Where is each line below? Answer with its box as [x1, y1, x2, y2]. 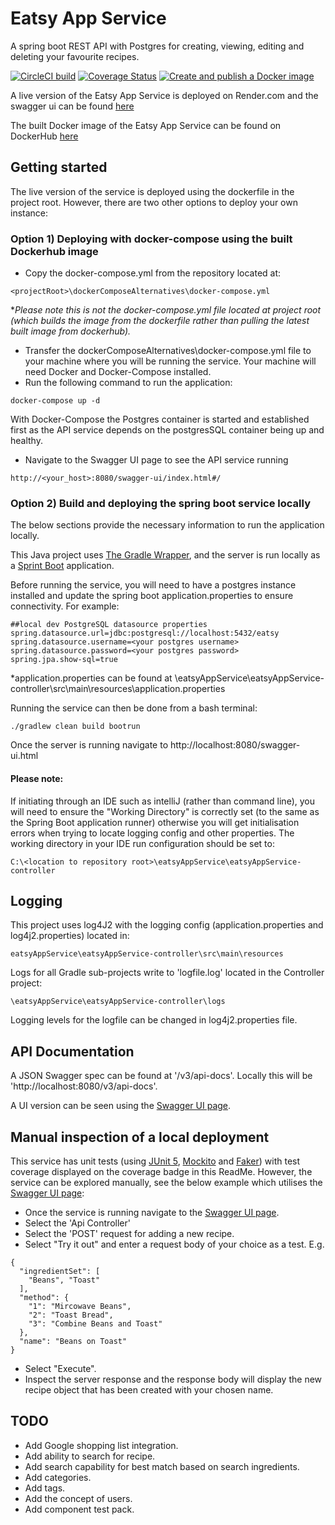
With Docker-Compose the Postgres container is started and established [10, 413, 310, 426]
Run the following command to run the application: [24, 377, 233, 389]
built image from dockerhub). [10, 325, 132, 337]
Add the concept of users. [24, 1492, 133, 1504]
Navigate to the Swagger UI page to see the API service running [24, 454, 289, 466]
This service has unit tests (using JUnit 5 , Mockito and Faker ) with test [10, 1155, 301, 1167]
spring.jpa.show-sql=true [10, 655, 118, 665]
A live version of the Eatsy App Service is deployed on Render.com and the [10, 89, 319, 101]
